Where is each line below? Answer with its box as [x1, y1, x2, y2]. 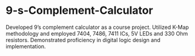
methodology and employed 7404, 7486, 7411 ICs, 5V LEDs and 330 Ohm [5, 30, 188, 37]
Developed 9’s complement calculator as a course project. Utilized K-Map [5, 23, 189, 31]
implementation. [5, 43, 46, 50]
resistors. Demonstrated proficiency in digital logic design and [5, 36, 161, 43]
